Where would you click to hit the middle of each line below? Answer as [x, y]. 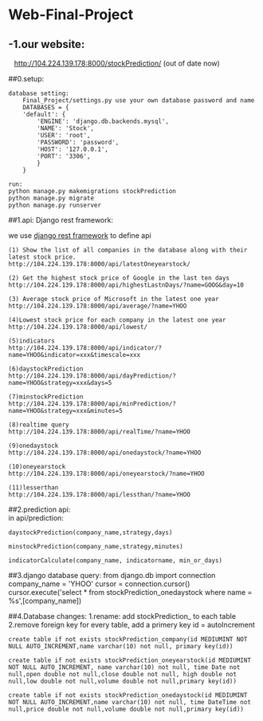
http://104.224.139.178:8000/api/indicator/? [85, 348]
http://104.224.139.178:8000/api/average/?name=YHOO [98, 306]
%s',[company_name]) [45, 601]
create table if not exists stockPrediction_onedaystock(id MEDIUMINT [128, 695]
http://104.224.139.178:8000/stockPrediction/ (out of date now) [117, 63]
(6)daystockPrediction [46, 369]
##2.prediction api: [39, 509]
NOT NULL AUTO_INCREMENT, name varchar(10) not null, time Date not [124, 668]
